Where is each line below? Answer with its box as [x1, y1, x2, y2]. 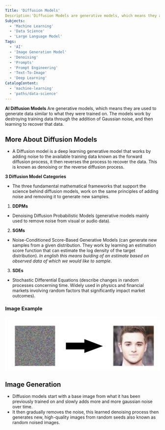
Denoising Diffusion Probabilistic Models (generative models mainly [12, 213, 149, 219]
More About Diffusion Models [5, 136, 97, 144]
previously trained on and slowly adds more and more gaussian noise [12, 398, 153, 404]
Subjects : [5, 18, 26, 23]
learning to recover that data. [5, 121, 64, 127]
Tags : [5, 39, 16, 44]
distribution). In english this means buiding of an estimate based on [12, 253, 149, 259]
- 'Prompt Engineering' [9, 65, 58, 70]
